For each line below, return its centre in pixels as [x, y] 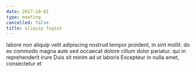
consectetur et [24, 64]
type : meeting [24, 17]
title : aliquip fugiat [34, 28]
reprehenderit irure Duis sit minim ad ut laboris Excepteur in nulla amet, [93, 57]
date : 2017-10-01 [28, 12]
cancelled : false [28, 22]
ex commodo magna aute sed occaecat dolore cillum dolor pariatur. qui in [96, 51]
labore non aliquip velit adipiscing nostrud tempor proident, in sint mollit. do [98, 45]
